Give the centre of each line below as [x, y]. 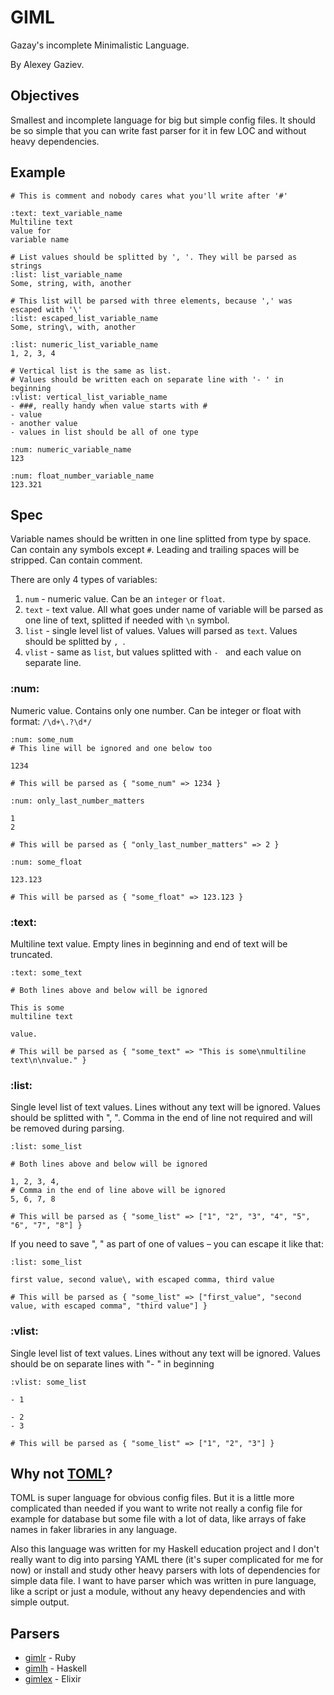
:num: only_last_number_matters [77, 801]
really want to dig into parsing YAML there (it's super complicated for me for [167, 1560]
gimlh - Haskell [56, 1668]
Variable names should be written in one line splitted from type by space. [161, 539]
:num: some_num [42, 739]
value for [31, 231]
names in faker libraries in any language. [94, 1530]
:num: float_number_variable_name [82, 476]
